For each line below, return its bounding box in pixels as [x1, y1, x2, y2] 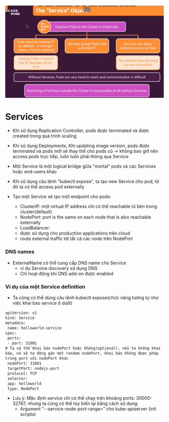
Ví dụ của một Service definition [5, 283, 86, 290]
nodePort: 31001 [7, 361, 42, 366]
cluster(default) [20, 209, 52, 215]
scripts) [20, 411, 36, 417]
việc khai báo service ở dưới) [12, 300, 73, 306]
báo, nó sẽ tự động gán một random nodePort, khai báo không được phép [5, 351, 158, 356]
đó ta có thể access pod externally [12, 184, 84, 190]
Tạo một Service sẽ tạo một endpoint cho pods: [12, 194, 112, 200]
